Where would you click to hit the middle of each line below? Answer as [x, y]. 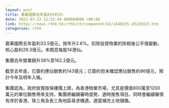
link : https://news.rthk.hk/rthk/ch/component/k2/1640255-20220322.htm [82, 24]
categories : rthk [23, 29]
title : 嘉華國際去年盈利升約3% [34, 15]
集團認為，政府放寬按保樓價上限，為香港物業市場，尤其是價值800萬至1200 [83, 88]
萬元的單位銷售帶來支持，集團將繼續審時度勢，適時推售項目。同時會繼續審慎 [84, 94]
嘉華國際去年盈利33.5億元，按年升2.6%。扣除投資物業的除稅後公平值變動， [83, 44]
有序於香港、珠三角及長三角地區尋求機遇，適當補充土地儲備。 [69, 100]
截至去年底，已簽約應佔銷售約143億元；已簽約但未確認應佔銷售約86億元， [82, 71]
